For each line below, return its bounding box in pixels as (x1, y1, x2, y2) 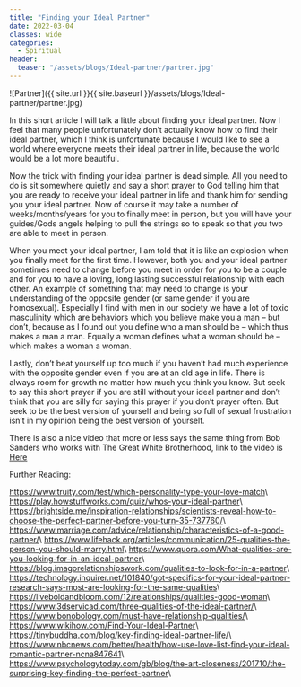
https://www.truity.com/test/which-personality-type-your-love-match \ (9, 486, 269, 497)
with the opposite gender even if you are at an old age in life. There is (9, 367, 266, 378)
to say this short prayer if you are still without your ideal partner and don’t (9, 386, 280, 397)
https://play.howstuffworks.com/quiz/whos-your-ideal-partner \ (9, 496, 244, 506)
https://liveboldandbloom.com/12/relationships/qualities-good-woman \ (9, 591, 271, 602)
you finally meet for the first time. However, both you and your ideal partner (9, 254, 288, 265)
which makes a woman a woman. (9, 340, 132, 351)
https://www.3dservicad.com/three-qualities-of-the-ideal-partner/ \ (9, 601, 257, 612)
